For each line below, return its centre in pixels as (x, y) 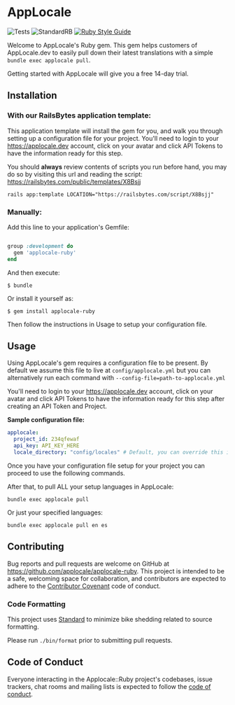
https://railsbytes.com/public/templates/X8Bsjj (74, 181)
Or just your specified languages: (55, 512)
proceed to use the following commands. (66, 473)
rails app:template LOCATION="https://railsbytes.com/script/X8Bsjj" (111, 194)
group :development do (40, 246)
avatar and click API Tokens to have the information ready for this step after (116, 399)
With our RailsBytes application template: (79, 116)
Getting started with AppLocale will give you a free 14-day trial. (98, 74)
